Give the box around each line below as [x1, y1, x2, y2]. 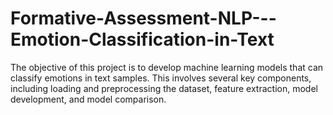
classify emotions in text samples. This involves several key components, [10, 72, 312, 84]
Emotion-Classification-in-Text [10, 28, 275, 51]
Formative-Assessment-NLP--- [10, 7, 277, 30]
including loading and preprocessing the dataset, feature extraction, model [10, 82, 318, 94]
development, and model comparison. [10, 93, 167, 105]
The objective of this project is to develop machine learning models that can [10, 61, 324, 73]
